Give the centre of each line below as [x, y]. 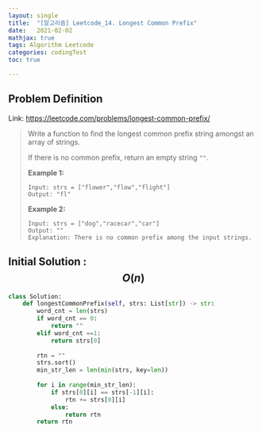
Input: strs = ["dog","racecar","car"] [94, 223]
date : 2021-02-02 [40, 30]
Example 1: [46, 172]
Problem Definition [56, 99]
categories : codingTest [48, 52]
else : [60, 407]
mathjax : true [32, 38]
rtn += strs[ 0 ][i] [95, 399]
